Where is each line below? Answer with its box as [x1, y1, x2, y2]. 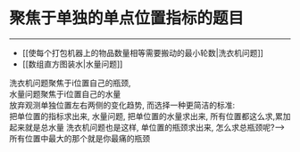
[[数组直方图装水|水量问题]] [21, 59, 123, 69]
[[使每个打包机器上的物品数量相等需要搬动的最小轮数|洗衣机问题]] [21, 47, 263, 58]
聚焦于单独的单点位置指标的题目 [9, 8, 245, 28]
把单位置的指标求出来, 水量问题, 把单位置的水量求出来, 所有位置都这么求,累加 [9, 110, 291, 121]
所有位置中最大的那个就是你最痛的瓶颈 [9, 132, 150, 143]
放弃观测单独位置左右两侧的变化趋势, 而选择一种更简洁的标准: [9, 100, 236, 110]
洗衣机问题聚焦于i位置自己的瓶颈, [9, 77, 131, 88]
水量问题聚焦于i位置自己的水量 [9, 88, 121, 99]
